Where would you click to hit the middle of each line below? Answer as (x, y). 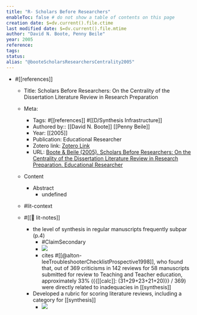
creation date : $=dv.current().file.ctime (60, 23)
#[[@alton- (68, 255)
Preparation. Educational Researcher (78, 165)
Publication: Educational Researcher (77, 139)
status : (16, 56)
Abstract (43, 188)
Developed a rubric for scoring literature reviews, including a (107, 293)
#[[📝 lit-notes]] (42, 217)
